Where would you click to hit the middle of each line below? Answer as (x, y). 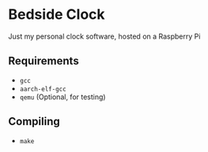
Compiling (34, 122)
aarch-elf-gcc (43, 89)
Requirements (43, 61)
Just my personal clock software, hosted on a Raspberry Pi (104, 36)
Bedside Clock (57, 15)
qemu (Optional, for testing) (62, 97)
